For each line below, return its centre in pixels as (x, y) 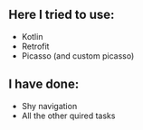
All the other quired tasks (68, 116)
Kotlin (32, 36)
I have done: (44, 84)
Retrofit (35, 46)
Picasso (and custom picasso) (78, 56)
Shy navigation (49, 106)
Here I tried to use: (62, 15)
